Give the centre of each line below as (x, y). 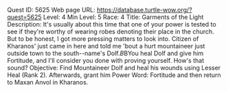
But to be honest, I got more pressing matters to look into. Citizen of (103, 39)
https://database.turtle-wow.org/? (144, 10)
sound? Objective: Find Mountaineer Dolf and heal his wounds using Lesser (114, 68)
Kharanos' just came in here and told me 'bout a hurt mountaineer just (106, 46)
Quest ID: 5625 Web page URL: (52, 10)
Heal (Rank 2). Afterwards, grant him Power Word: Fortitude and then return (114, 75)
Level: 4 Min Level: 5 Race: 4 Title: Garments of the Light (124, 17)
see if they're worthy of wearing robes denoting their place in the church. (111, 31)
